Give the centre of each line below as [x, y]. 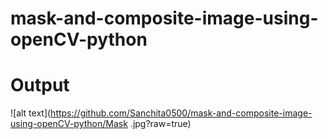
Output [40, 85]
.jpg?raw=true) [160, 124]
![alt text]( [31, 113]
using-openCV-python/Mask [69, 124]
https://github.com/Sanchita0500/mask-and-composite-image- [181, 113]
